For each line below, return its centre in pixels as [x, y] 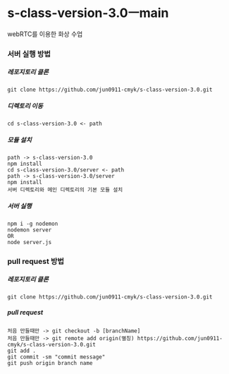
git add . [22, 351]
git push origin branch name [50, 363]
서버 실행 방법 [29, 54]
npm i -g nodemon [33, 224]
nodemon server [30, 230]
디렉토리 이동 [25, 106]
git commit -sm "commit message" [56, 357]
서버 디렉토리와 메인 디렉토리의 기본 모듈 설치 [65, 190]
